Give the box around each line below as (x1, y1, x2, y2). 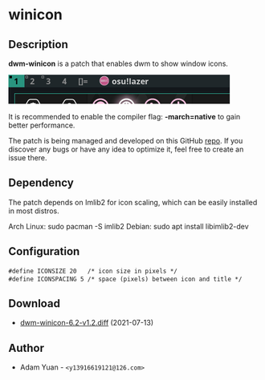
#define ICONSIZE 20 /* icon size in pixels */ (8, 267, 178, 275)
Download (8, 297, 60, 310)
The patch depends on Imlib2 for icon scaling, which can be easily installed (8, 197, 258, 207)
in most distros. (8, 206, 59, 216)
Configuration (8, 245, 80, 258)
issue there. (8, 153, 47, 162)
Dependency (8, 176, 74, 190)
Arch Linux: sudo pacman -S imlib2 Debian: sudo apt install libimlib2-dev (8, 221, 249, 231)
